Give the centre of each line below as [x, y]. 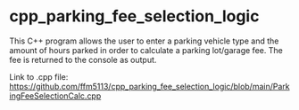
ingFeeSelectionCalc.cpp [55, 96]
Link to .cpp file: [39, 76]
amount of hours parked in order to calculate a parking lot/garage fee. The [146, 50]
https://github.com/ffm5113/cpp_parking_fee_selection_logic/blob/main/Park [149, 86]
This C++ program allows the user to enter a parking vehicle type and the [144, 41]
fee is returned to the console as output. [83, 59]
